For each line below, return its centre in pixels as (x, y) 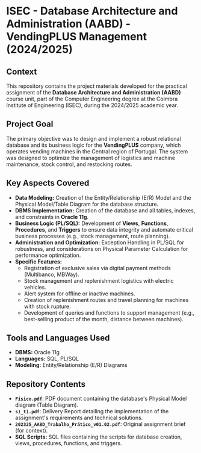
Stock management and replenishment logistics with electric (99, 280)
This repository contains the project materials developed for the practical (97, 86)
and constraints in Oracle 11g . (52, 217)
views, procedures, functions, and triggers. (68, 443)
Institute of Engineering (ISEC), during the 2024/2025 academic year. (92, 105)
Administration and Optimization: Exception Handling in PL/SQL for (100, 242)
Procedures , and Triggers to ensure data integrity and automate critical (104, 229)
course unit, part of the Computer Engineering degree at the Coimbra (92, 99)
